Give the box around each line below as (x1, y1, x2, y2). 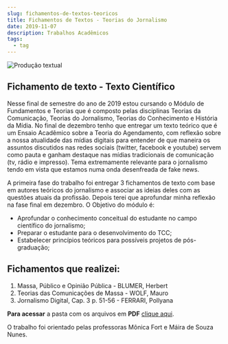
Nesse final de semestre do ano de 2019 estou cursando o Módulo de (7, 99, 205, 108)
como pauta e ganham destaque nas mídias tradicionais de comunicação (7, 150, 214, 159)
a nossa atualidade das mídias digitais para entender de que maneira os (7, 136, 211, 144)
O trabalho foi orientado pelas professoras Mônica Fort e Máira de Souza (7, 323, 214, 331)
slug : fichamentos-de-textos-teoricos (7, 10, 118, 17)
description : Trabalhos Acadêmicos (7, 29, 109, 37)
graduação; (16, 243, 50, 252)
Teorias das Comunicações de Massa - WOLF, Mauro (16, 289, 169, 297)
